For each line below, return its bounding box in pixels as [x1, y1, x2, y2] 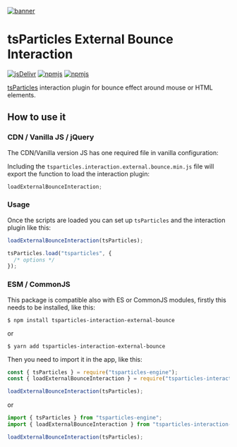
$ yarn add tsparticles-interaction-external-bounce [7, 343, 166, 350]
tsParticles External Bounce [7, 32, 174, 47]
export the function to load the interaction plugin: [7, 169, 150, 178]
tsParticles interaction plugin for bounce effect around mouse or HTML [7, 83, 214, 92]
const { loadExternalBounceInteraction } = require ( [7, 375, 166, 382]
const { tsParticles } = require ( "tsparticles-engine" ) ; [7, 369, 178, 376]
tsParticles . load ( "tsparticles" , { [7, 250, 112, 257]
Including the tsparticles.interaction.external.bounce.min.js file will [7, 162, 214, 171]
